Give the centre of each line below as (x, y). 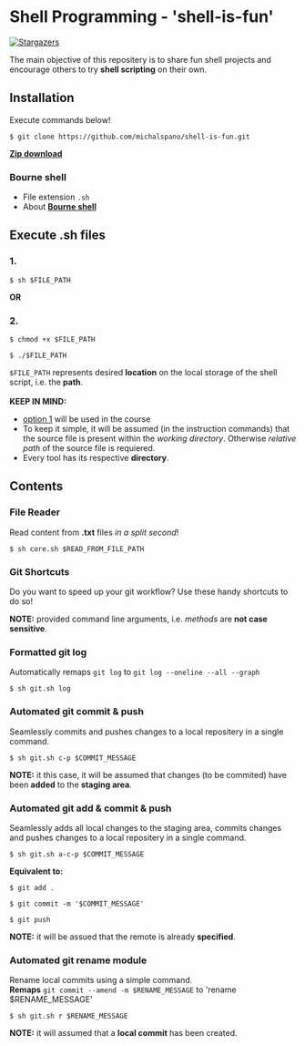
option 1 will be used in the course (86, 419)
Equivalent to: (36, 871)
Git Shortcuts (40, 571)
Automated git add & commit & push (91, 808)
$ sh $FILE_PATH (40, 280)
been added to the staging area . (71, 784)
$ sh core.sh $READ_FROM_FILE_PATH (77, 549)
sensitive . (28, 629)
